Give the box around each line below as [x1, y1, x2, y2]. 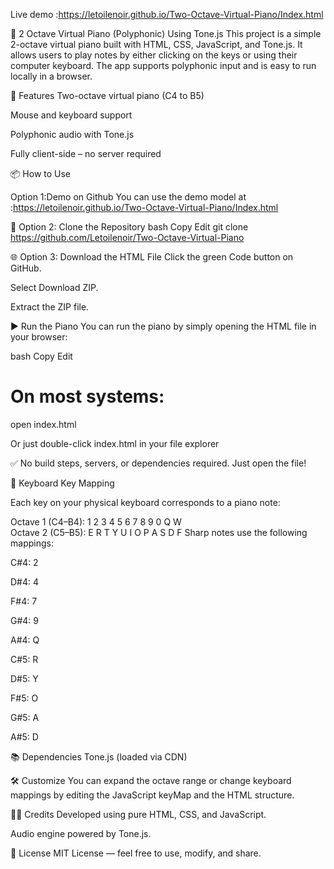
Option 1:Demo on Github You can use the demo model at [10, 191, 247, 203]
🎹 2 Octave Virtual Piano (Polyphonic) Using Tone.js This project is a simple [10, 28, 322, 39]
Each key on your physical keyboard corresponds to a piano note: [10, 496, 281, 508]
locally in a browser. [10, 70, 93, 82]
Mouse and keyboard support [10, 109, 133, 121]
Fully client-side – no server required [10, 148, 162, 159]
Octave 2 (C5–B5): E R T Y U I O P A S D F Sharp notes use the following [10, 526, 308, 538]
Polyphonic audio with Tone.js [10, 129, 135, 140]
